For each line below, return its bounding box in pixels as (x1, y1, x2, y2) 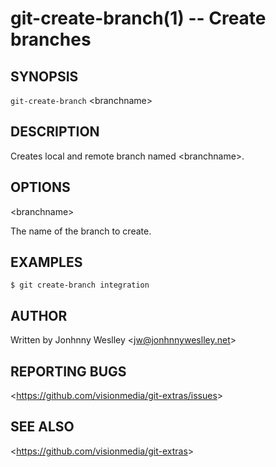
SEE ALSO (10, 418, 75, 436)
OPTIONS (10, 179, 71, 196)
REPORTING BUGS (10, 363, 127, 380)
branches (10, 28, 92, 51)
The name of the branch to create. (10, 225, 152, 237)
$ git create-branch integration (10, 280, 150, 291)
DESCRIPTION (10, 123, 100, 141)
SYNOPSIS (10, 68, 79, 85)
